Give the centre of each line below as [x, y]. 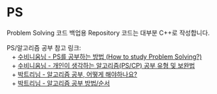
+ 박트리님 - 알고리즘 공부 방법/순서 [61, 83]
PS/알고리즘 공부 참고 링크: [44, 47]
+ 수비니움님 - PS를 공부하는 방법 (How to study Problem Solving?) [107, 57]
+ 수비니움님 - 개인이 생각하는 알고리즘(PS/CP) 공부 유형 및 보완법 [104, 65]
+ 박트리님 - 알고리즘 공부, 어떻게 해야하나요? [74, 74]
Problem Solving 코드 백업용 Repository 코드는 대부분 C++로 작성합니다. [108, 33]
